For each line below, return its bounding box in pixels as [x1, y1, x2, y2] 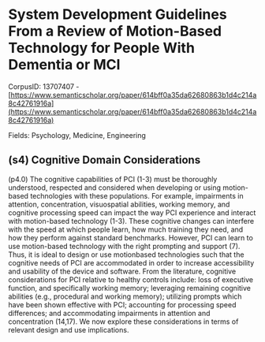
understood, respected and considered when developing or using [8, 183, 222, 192]
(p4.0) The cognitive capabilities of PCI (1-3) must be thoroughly [8, 174, 218, 184]
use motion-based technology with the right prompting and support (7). [8, 241, 241, 251]
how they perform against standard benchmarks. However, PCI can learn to [8, 232, 254, 242]
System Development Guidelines [8, 6, 227, 24]
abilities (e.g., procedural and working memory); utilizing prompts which [8, 292, 242, 301]
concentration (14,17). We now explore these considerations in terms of [8, 317, 239, 326]
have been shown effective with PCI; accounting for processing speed [8, 299, 237, 309]
